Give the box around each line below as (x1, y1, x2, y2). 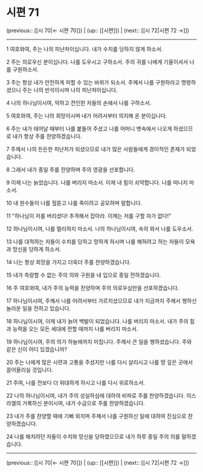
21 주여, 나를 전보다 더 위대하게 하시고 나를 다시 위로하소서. (6, 379, 145, 386)
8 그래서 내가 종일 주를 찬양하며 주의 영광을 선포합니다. (6, 166, 135, 173)
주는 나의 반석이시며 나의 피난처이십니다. (22, 86, 118, 93)
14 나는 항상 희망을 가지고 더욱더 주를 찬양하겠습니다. (6, 258, 131, 266)
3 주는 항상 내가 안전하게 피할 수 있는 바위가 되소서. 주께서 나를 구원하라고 (6, 78, 180, 86)
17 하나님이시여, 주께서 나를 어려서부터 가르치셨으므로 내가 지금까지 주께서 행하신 (6, 297, 197, 304)
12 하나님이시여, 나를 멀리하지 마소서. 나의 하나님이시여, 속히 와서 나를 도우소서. (6, 225, 193, 232)
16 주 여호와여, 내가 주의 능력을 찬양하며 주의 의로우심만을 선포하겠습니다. (6, 284, 179, 291)
